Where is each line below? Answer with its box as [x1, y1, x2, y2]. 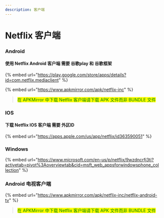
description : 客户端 [5, 7, 45, 12]
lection [5, 167, 19, 173]
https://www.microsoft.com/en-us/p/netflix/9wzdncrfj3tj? [37, 157, 154, 163]
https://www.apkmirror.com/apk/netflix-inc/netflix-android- [37, 192, 158, 198]
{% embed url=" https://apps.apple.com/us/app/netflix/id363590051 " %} [5, 133, 152, 139]
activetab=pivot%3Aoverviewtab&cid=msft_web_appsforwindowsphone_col [5, 162, 159, 168]
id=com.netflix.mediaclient [5, 77, 59, 83]
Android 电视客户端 [5, 181, 52, 187]
